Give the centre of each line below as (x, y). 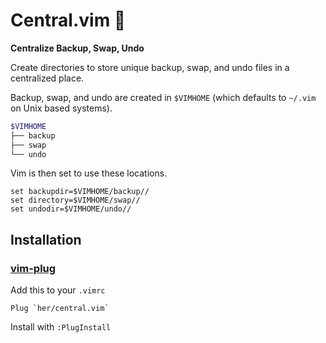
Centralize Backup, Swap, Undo (77, 48)
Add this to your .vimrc (58, 290)
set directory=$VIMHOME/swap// (75, 200)
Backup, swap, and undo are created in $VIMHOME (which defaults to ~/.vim (163, 97)
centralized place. (47, 78)
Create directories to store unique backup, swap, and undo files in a (150, 67)
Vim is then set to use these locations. (89, 173)
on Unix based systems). (61, 108)
